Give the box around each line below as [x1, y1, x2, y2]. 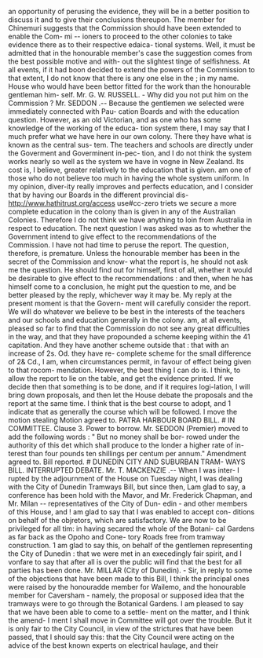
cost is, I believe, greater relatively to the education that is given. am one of [8, 165, 251, 174]
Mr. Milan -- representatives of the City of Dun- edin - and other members [8, 499, 248, 508]
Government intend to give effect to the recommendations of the [8, 232, 217, 241]
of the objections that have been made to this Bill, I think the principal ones [8, 574, 250, 583]
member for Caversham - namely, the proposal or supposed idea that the [8, 590, 245, 600]
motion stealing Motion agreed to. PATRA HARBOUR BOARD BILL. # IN [8, 415, 236, 425]
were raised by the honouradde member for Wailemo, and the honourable [8, 583, 247, 591]
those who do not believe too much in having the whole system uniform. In [8, 174, 250, 183]
